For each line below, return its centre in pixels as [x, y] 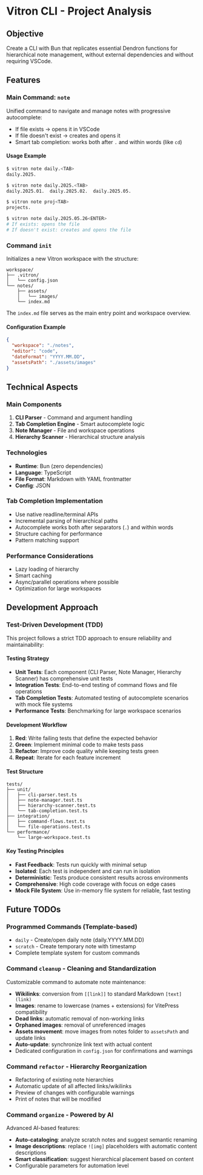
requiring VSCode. [29, 61]
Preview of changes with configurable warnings [75, 1092]
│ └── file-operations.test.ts [48, 827]
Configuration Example [36, 327]
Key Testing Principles [35, 851]
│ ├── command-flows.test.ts [46, 822]
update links [30, 1038]
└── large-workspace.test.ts [54, 838]
